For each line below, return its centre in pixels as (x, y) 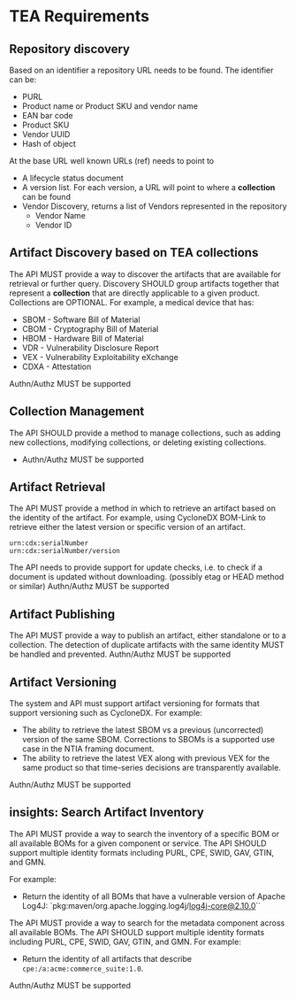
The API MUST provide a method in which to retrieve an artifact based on (143, 508)
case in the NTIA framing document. (88, 749)
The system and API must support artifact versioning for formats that (135, 703)
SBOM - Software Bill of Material (81, 319)
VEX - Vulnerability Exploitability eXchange (100, 357)
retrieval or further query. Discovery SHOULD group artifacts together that (144, 283)
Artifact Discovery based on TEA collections (134, 253)
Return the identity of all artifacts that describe (107, 958)
